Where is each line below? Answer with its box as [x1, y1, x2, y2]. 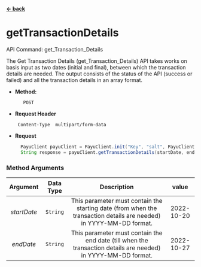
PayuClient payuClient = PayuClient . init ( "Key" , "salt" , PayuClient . [20, 144, 197, 150]
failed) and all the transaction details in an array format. [6, 76, 142, 83]
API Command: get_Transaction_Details [6, 45, 103, 53]
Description [99, 183, 134, 191]
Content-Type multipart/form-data [17, 122, 106, 128]
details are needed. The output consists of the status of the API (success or [6, 70, 193, 77]
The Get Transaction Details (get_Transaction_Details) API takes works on [6, 57, 187, 65]
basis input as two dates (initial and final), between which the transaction [6, 63, 187, 71]
